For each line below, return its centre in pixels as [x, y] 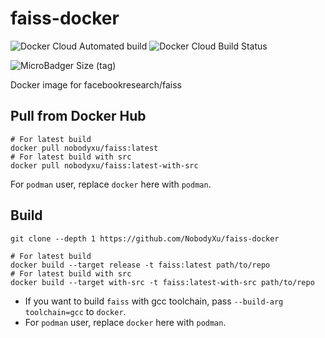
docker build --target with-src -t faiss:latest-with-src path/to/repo [162, 282]
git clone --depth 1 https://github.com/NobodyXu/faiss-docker [145, 238]
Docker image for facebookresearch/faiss [96, 84]
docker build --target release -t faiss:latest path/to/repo [140, 265]
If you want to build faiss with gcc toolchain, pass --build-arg [154, 301]
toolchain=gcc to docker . [75, 311]
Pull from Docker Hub [78, 116]
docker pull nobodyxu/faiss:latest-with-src [104, 165]
